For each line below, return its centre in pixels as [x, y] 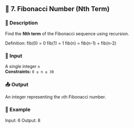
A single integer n [23, 66]
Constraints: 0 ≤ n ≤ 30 [29, 71]
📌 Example [18, 109]
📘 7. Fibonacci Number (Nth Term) [57, 9]
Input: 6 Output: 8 [23, 120]
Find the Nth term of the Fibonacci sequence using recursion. [67, 33]
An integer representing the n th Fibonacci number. [56, 97]
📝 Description [21, 23]
